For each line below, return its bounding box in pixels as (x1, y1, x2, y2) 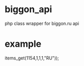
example (5, 38, 42, 50)
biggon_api (5, 4, 52, 15)
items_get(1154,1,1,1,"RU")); (5, 55, 59, 61)
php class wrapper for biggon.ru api (5, 20, 79, 26)
